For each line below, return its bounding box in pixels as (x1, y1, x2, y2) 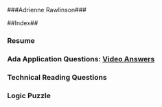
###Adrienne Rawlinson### (7, 6, 87, 14)
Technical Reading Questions (7, 72, 108, 82)
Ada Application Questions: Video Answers (7, 54, 155, 63)
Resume (7, 35, 36, 45)
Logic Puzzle (7, 91, 51, 100)
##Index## (7, 19, 38, 27)
